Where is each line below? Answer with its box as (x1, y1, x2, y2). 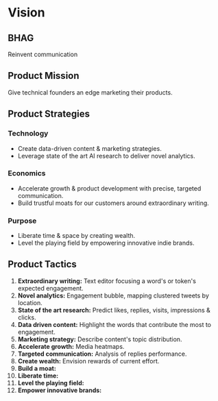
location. (17, 298, 43, 306)
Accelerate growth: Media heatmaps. (17, 342, 125, 350)
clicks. (17, 313, 36, 321)
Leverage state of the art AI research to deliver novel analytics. (17, 151, 195, 160)
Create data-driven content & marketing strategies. (17, 144, 162, 152)
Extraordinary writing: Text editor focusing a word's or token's (17, 276, 196, 285)
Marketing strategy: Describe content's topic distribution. (17, 335, 182, 343)
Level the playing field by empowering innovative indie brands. (17, 239, 195, 247)
